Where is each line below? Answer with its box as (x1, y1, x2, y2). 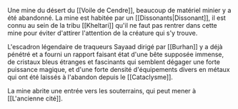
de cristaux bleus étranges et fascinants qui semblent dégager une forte (7, 58, 220, 66)
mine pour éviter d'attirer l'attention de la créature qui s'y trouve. (7, 28, 198, 37)
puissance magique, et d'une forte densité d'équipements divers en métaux (7, 66, 230, 73)
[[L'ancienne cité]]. (7, 94, 63, 103)
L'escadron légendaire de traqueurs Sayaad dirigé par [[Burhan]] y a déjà (7, 43, 223, 51)
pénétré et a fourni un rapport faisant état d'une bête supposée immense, (7, 50, 224, 58)
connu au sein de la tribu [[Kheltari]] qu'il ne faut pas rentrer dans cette (7, 21, 218, 29)
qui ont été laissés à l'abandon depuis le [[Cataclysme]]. (7, 73, 174, 81)
